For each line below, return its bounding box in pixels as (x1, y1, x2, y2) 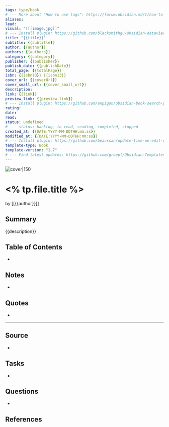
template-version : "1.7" (5, 148, 57, 153)
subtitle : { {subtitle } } (5, 40, 55, 45)
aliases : (5, 17, 24, 22)
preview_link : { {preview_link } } (5, 96, 73, 101)
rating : (5, 106, 22, 111)
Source (5, 331, 29, 340)
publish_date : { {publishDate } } (5, 63, 71, 68)
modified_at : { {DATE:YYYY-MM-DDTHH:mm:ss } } (5, 134, 98, 139)
